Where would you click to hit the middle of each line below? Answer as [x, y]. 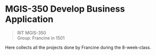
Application [29, 19]
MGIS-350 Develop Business [65, 9]
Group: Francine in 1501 [41, 38]
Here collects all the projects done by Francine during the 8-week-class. [78, 47]
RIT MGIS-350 [32, 33]
